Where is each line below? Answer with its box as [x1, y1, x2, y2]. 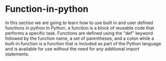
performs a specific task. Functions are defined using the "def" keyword [5, 30, 153, 36]
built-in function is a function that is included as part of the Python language [5, 40, 162, 46]
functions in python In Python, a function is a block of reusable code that [5, 25, 154, 30]
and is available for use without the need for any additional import [5, 46, 140, 52]
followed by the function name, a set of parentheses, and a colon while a [5, 35, 154, 41]
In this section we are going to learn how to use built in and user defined [5, 20, 153, 26]
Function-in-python [5, 3, 88, 15]
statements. [5, 51, 30, 57]
